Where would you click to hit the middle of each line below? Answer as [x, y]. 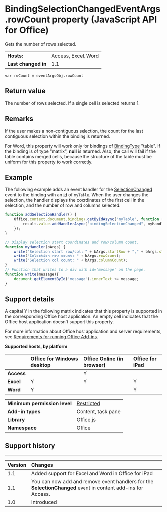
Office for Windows [54, 359]
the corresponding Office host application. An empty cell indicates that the [82, 317]
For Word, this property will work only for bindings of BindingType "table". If [83, 146]
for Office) [27, 30]
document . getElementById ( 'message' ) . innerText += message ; [77, 279]
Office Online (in [103, 359]
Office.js [86, 420]
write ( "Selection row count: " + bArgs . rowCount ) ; [68, 256]
